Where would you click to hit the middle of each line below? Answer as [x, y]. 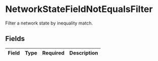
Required [53, 52]
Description [84, 52]
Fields [15, 39]
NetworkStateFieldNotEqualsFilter [79, 9]
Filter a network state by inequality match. [49, 23]
